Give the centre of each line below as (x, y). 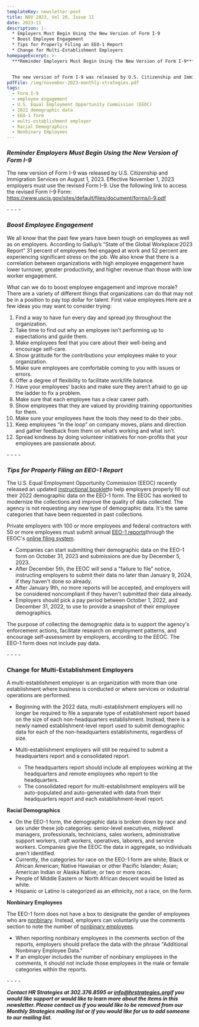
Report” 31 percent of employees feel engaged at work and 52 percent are (97, 250)
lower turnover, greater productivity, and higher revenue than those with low (99, 269)
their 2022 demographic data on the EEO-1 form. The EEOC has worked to (97, 495)
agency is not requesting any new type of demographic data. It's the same (97, 508)
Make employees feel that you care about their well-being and (91, 342)
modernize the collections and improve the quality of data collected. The (95, 502)
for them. (26, 411)
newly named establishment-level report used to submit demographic (100, 726)
